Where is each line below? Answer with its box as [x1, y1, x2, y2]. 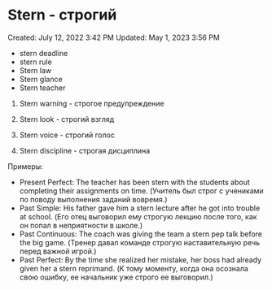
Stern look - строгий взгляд [19, 114, 115, 123]
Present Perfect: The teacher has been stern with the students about [19, 177, 250, 187]
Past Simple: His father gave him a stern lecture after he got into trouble [19, 203, 261, 213]
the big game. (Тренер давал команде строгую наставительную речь [19, 237, 261, 247]
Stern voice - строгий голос [19, 130, 116, 140]
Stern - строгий [7, 6, 117, 24]
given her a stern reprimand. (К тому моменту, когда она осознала [19, 263, 249, 273]
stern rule [19, 57, 52, 67]
